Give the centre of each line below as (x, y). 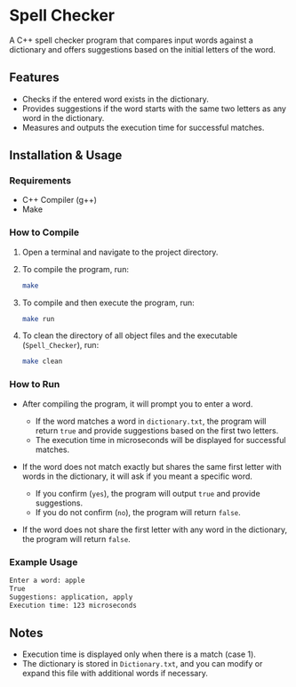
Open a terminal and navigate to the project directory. (120, 252)
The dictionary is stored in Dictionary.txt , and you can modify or (142, 664)
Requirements (40, 181)
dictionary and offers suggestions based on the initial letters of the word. (142, 49)
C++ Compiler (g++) (60, 200)
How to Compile (44, 232)
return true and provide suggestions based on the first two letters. (157, 430)
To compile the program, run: (75, 269)
